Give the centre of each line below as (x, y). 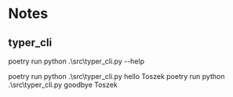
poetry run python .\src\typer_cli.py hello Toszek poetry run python (116, 76)
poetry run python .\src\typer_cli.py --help (76, 61)
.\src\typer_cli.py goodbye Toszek (63, 84)
